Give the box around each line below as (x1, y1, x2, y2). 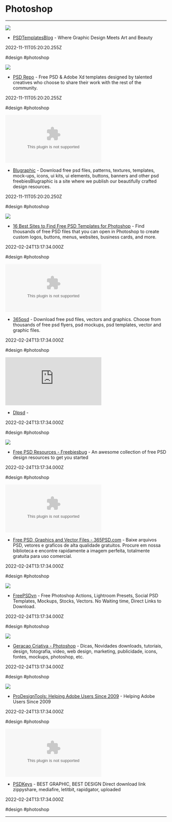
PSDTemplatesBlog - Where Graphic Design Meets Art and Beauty (12, 34, 153, 41)
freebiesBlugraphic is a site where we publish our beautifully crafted (12, 178, 157, 184)
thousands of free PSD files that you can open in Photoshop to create (12, 228, 160, 234)
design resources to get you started (12, 454, 89, 460)
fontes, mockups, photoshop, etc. (12, 653, 84, 659)
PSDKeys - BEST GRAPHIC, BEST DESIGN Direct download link (12, 780, 146, 787)
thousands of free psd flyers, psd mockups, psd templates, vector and (12, 322, 161, 328)
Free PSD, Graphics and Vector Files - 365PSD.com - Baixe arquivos (12, 536, 157, 543)
